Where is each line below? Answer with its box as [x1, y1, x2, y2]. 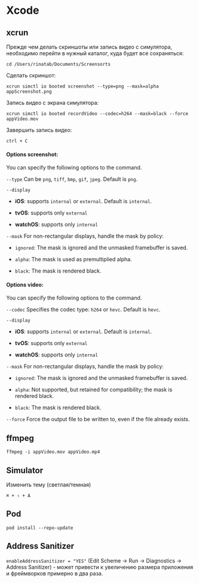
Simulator [6, 465, 44, 475]
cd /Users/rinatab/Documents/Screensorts [6, 61, 111, 67]
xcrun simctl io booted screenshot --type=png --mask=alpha [6, 83, 160, 89]
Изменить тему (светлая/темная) [6, 481, 91, 488]
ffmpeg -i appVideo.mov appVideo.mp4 [6, 449, 100, 455]
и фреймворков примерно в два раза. [6, 570, 103, 577]
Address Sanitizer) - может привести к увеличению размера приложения [6, 563, 194, 570]
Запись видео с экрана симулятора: [6, 99, 99, 106]
